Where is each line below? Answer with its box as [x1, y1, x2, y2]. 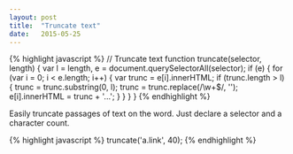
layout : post [9, 12, 58, 22]
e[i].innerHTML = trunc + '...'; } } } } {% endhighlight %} [9, 91, 211, 102]
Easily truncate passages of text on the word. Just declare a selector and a [9, 108, 282, 119]
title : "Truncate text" [9, 21, 101, 30]
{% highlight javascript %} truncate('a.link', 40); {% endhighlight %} [9, 135, 257, 146]
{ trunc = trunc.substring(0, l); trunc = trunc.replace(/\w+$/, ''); [9, 81, 239, 93]
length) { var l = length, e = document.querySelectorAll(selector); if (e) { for [9, 63, 283, 73]
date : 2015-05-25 [9, 29, 81, 38]
